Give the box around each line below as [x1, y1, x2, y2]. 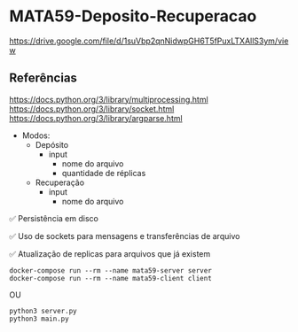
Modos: [21, 130, 51, 141]
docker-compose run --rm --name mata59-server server [9, 266, 213, 275]
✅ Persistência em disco [9, 212, 99, 223]
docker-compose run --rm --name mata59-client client [9, 274, 213, 282]
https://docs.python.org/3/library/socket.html [9, 104, 175, 114]
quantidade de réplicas [61, 167, 146, 178]
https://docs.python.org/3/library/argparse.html [9, 112, 184, 123]
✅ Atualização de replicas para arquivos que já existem [9, 248, 211, 259]
